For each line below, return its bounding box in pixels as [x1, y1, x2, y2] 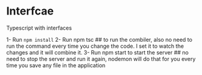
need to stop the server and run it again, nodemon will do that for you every [6, 55, 196, 62]
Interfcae [6, 4, 54, 18]
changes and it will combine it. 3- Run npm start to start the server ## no [6, 48, 189, 56]
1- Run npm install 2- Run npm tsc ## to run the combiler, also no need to [6, 36, 193, 43]
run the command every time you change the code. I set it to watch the [6, 42, 184, 50]
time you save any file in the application [6, 62, 106, 69]
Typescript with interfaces [6, 24, 72, 31]
